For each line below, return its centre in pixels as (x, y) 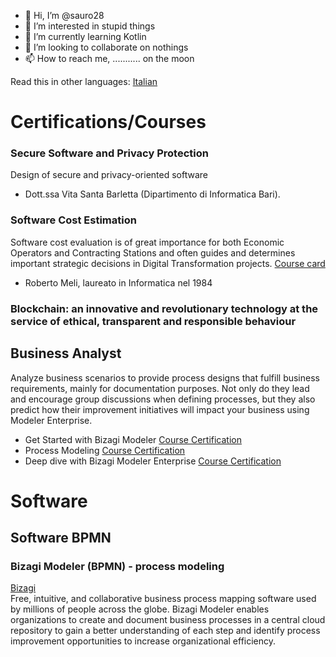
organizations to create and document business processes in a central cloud (168, 620)
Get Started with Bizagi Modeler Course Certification (133, 439)
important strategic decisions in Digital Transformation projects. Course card (168, 263)
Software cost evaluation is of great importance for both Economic (147, 242)
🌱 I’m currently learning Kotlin (85, 36)
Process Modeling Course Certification (105, 450)
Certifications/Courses (108, 122)
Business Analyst (66, 353)
